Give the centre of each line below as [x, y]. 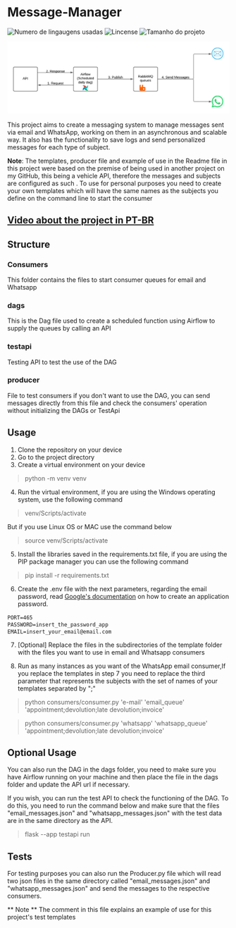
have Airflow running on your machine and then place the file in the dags [113, 777]
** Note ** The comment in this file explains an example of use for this [110, 910]
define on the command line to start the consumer [80, 198]
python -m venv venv [55, 478]
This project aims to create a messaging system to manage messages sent [116, 125]
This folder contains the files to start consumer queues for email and [107, 280]
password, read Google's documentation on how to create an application [123, 596]
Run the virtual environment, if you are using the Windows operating [117, 492]
